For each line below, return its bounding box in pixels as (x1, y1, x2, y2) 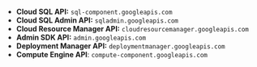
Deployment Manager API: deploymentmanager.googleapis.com (15, 41, 225, 51)
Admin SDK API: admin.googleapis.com (15, 32, 147, 42)
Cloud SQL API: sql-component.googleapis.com (15, 7, 173, 16)
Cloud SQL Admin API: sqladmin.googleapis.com (15, 15, 178, 25)
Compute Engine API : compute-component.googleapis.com (15, 50, 208, 59)
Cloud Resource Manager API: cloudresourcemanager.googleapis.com (15, 24, 249, 33)
